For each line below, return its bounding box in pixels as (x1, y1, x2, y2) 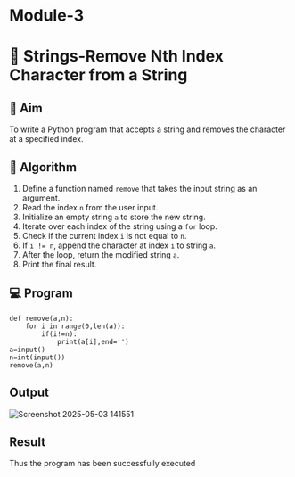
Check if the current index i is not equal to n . (21, 231, 187, 241)
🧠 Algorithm (9, 160, 78, 175)
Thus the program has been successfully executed (9, 458, 196, 469)
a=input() (9, 345, 46, 354)
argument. (21, 193, 61, 203)
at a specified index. (9, 134, 84, 144)
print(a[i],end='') (56, 337, 129, 346)
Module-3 (9, 5, 85, 26)
